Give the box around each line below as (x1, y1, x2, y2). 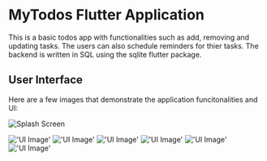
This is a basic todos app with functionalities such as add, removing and (8, 32, 250, 42)
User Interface (8, 73, 84, 87)
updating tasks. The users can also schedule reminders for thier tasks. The (8, 40, 260, 50)
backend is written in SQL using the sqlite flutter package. (8, 49, 202, 59)
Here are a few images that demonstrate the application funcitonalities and (8, 95, 258, 104)
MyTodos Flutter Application (8, 6, 205, 24)
